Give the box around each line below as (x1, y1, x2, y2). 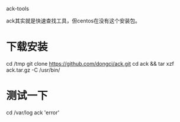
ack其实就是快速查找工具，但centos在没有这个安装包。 (6, 17, 141, 24)
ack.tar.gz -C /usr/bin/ (6, 66, 60, 73)
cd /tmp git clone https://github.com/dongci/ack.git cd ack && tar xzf (6, 60, 175, 67)
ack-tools (6, 5, 30, 12)
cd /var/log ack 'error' (6, 109, 60, 116)
